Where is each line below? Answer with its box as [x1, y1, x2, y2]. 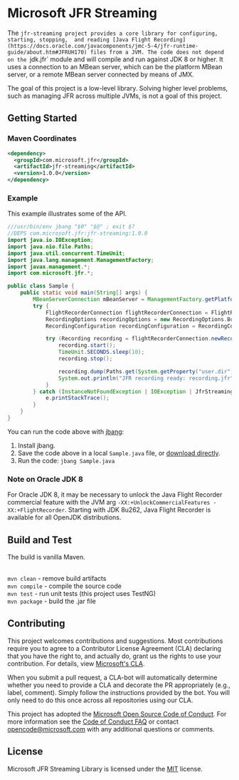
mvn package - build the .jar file [7, 597, 96, 606]
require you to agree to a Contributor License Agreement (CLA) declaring [7, 644, 222, 652]
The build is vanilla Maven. [7, 553, 85, 562]
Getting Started [7, 112, 78, 124]
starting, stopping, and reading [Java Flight [7, 36, 152, 44]
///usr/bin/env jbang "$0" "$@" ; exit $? [7, 223, 135, 231]
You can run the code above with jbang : [7, 427, 124, 436]
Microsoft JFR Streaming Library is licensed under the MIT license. [7, 764, 203, 773]
